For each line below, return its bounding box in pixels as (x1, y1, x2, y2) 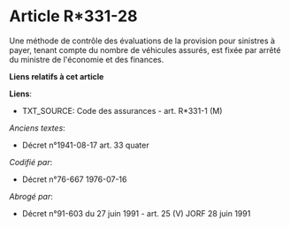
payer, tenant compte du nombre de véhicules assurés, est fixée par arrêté (9, 44, 281, 55)
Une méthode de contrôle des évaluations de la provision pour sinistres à (9, 35, 276, 46)
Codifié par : (9, 156, 53, 167)
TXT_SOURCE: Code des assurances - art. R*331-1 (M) (21, 105, 223, 116)
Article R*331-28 (9, 6, 138, 26)
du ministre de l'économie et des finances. (9, 54, 164, 64)
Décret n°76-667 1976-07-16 (21, 174, 127, 185)
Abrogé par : (9, 191, 53, 201)
